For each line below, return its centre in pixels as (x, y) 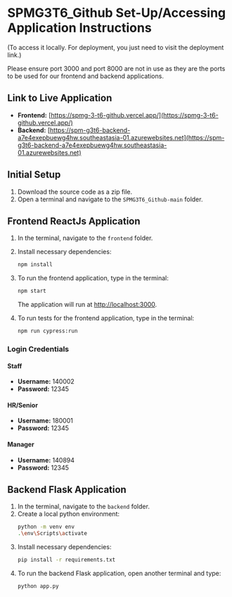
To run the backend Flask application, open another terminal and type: (119, 573)
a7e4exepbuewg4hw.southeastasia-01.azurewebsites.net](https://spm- (121, 137)
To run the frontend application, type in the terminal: (93, 278)
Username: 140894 (46, 460)
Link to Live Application (60, 98)
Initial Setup (34, 175)
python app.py (38, 586)
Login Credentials (38, 348)
